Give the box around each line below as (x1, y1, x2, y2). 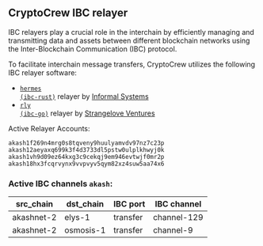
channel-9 (153, 225, 193, 236)
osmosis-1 (64, 225, 106, 236)
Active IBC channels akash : (8, 178, 113, 189)
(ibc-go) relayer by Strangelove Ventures (19, 108, 156, 118)
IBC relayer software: (8, 67, 78, 78)
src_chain (15, 199, 54, 210)
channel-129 (153, 212, 204, 223)
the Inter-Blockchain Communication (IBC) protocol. (8, 44, 177, 54)
